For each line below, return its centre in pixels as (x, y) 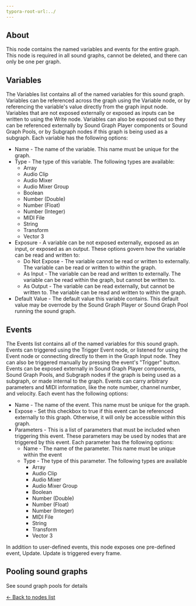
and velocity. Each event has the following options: (67, 394)
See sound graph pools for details (47, 585)
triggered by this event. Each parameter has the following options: (94, 442)
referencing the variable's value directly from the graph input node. (87, 107)
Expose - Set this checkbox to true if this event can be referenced (94, 411)
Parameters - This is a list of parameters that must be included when (97, 430)
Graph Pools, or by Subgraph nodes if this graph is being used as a (87, 132)
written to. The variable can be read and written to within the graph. (105, 292)
